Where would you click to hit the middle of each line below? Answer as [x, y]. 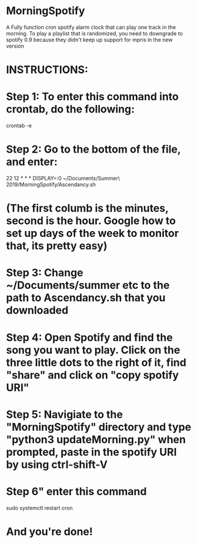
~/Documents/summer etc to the [88, 286]
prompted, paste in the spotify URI [91, 452]
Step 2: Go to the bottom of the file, [94, 149]
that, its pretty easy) [57, 246]
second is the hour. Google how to [91, 221]
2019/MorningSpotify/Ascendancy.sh [51, 184]
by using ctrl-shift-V [57, 464]
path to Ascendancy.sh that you [86, 298]
